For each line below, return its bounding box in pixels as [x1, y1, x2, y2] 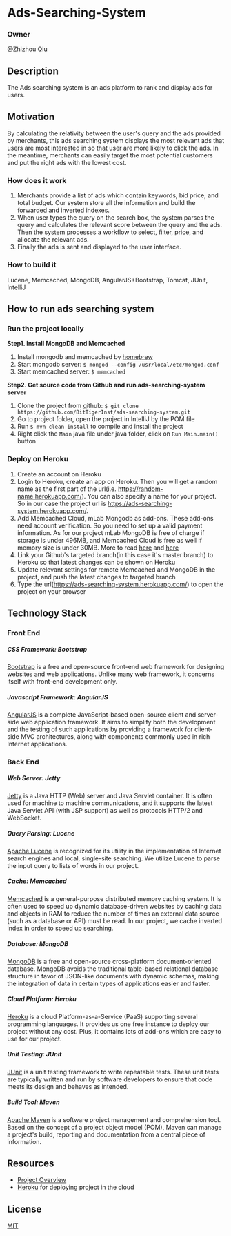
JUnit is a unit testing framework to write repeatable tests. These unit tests [7, 1068, 219, 1076]
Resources [7, 1158, 54, 1170]
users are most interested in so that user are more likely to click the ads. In [7, 144, 219, 153]
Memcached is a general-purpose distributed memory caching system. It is [7, 894, 221, 902]
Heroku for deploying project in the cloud [17, 1183, 134, 1192]
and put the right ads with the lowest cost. [7, 159, 127, 167]
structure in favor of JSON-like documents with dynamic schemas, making [7, 972, 219, 980]
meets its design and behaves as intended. [7, 1082, 129, 1090]
